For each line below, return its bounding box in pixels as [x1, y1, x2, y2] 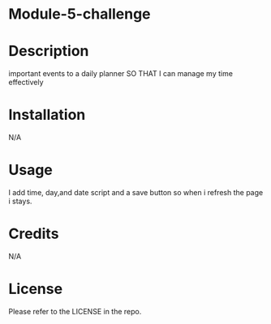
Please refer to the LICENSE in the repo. [8, 306, 142, 316]
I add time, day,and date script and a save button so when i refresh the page [8, 188, 264, 197]
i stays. [8, 196, 32, 206]
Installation [8, 106, 86, 124]
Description [8, 42, 89, 61]
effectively [8, 78, 44, 87]
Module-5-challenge [8, 5, 152, 23]
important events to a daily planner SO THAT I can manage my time [8, 69, 234, 79]
